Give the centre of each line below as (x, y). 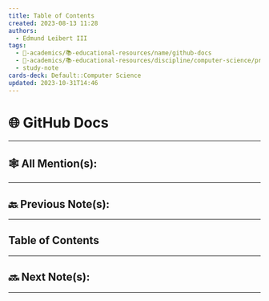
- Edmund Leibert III (52, 38)
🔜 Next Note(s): (49, 277)
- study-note (37, 68)
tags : (17, 46)
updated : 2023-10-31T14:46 (53, 83)
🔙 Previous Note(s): (59, 204)
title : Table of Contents (51, 16)
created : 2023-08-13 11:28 (53, 23)
